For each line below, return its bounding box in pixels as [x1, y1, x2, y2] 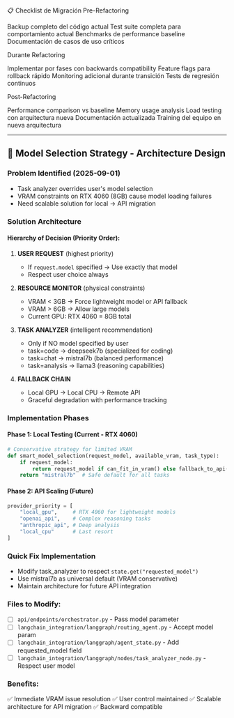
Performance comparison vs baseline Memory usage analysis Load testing [7, 106, 222, 114]
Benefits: [7, 679, 40, 689]
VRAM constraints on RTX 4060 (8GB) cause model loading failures [17, 192, 212, 200]
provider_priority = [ [7, 502, 73, 510]
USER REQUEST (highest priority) [17, 249, 114, 257]
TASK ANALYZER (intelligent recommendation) [17, 326, 153, 334]
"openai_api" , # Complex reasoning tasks [19, 515, 151, 522]
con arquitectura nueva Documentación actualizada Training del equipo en [7, 114, 221, 121]
